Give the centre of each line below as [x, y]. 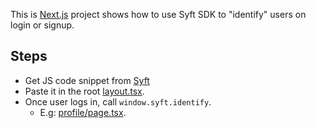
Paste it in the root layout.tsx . [84, 91]
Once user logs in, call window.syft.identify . [118, 101]
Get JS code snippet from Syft [87, 80]
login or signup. [42, 25]
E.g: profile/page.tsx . [83, 112]
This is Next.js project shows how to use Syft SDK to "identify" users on [158, 14]
